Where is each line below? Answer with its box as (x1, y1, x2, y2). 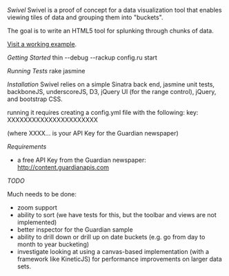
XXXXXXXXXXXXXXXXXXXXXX (7, 116, 99, 124)
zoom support (17, 203, 57, 212)
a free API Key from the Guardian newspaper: (17, 156, 146, 164)
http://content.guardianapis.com (17, 163, 109, 172)
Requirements (7, 142, 47, 151)
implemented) (17, 218, 57, 226)
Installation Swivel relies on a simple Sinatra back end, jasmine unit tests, (7, 80, 215, 89)
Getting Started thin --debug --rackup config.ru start (7, 53, 157, 62)
